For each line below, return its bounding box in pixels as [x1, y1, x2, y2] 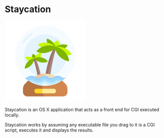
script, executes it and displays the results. [5, 127, 94, 133]
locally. [5, 112, 20, 118]
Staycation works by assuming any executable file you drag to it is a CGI [5, 121, 155, 127]
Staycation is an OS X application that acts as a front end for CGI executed [5, 106, 159, 112]
